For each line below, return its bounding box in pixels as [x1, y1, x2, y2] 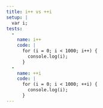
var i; [11, 20, 28, 26]
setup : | [6, 14, 28, 20]
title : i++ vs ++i [6, 8, 52, 15]
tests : [6, 25, 23, 32]
